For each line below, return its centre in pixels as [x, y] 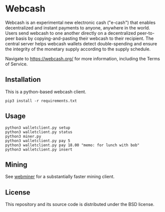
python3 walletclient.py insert [39, 149]
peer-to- [146, 33]
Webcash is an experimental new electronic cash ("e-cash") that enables [80, 22]
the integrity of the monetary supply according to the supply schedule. [78, 49]
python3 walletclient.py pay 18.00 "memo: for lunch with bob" [72, 145]
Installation [23, 80]
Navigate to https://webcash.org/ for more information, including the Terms [82, 58]
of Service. [16, 64]
